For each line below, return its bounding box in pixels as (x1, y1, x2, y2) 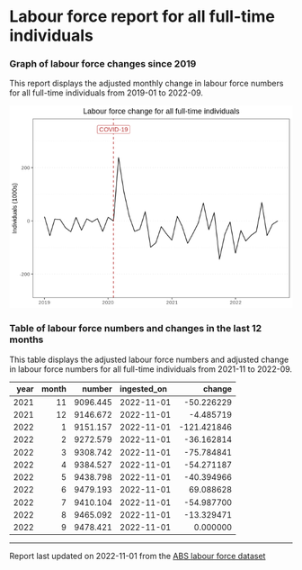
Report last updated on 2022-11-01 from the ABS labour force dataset (9, 550, 266, 561)
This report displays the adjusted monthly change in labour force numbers (9, 78, 284, 89)
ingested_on (120, 384, 168, 394)
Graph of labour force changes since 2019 (9, 58, 197, 70)
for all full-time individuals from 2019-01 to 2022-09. (9, 87, 204, 98)
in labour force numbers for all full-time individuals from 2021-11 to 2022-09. (9, 363, 293, 375)
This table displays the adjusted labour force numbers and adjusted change (9, 354, 289, 365)
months (9, 333, 44, 346)
